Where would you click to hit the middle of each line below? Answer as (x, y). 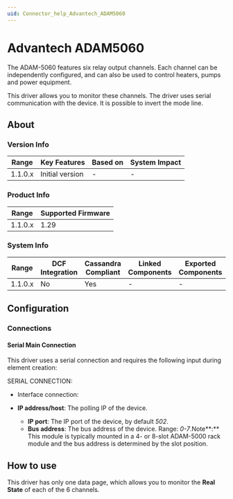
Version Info (28, 145)
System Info (28, 245)
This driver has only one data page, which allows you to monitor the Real (111, 482)
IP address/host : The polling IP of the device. (82, 408)
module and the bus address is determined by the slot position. (118, 444)
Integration (59, 272)
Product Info (28, 195)
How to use (32, 465)
